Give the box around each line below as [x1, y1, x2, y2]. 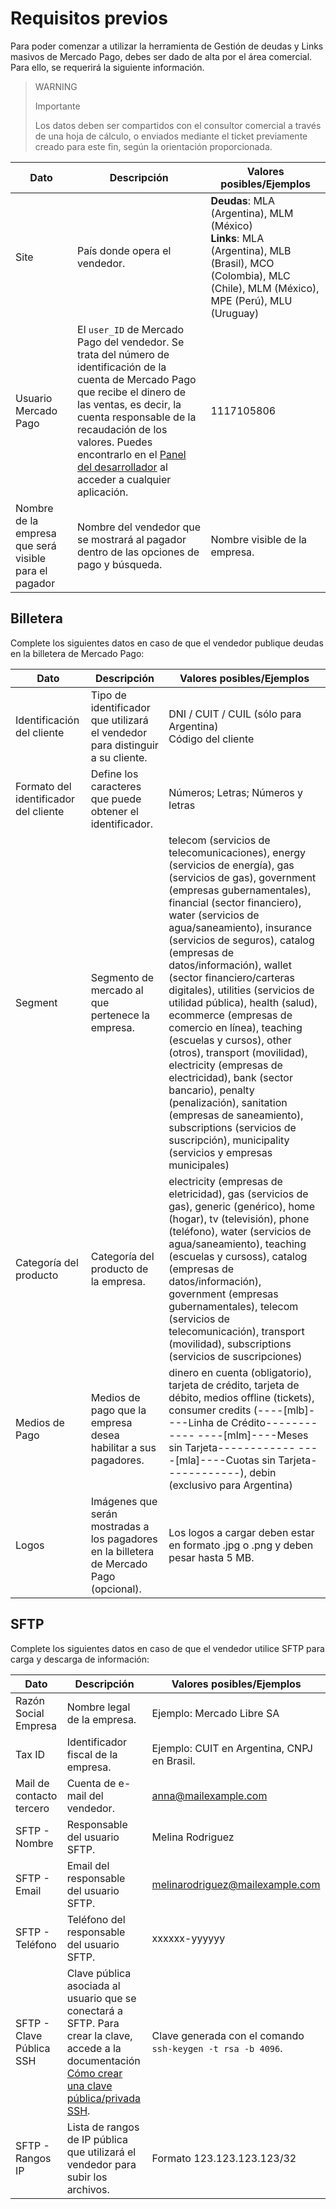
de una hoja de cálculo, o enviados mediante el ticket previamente [34, 130, 308, 142]
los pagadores [90, 1532, 158, 1546]
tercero [15, 1801, 50, 1815]
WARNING [34, 80, 78, 92]
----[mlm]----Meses [197, 1428, 309, 1442]
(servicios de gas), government [168, 870, 317, 884]
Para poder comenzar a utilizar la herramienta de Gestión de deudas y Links [10, 40, 324, 52]
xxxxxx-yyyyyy [151, 1931, 226, 1945]
